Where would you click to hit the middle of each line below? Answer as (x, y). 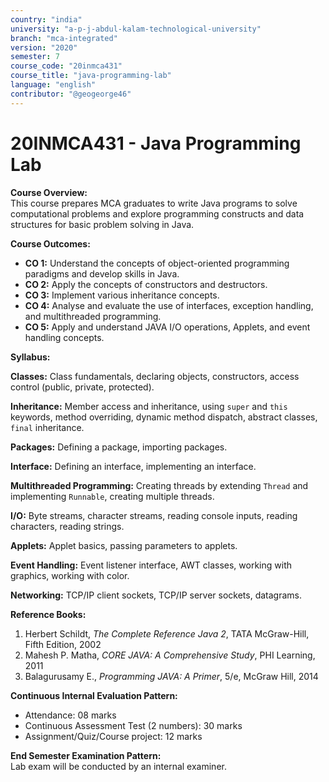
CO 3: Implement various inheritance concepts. (122, 295)
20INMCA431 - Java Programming (156, 143)
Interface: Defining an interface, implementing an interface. (133, 466)
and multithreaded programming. (93, 316)
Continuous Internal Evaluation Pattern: (94, 695)
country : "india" (46, 19)
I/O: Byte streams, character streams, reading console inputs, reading (154, 515)
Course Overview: (49, 192)
